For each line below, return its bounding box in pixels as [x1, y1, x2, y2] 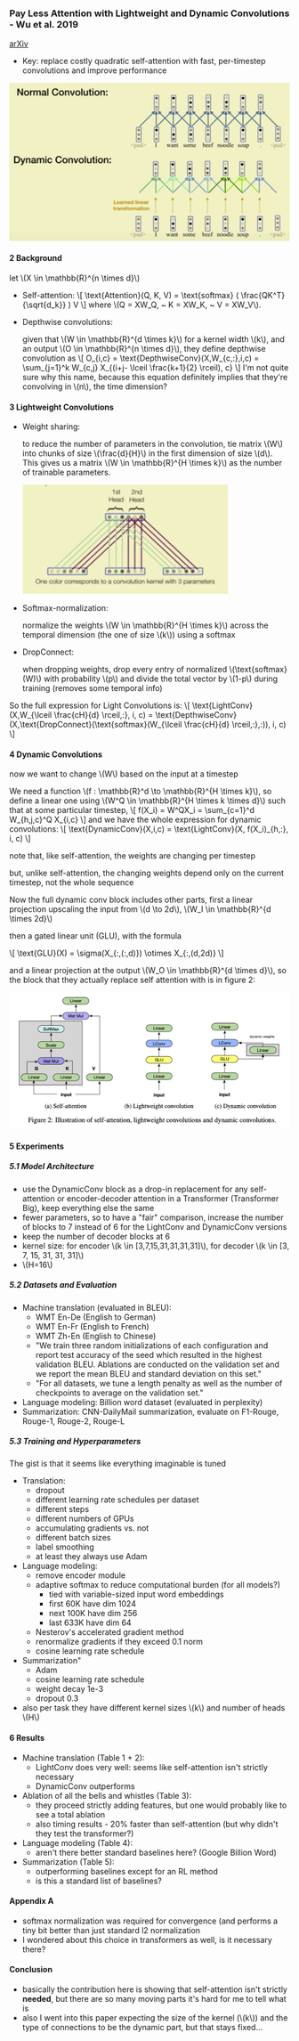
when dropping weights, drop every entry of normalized [21, 664, 228, 675]
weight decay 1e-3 [35, 1684, 104, 1695]
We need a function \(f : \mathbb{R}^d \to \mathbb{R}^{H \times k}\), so [9, 786, 272, 797]
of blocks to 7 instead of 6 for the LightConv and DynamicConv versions [21, 1221, 287, 1232]
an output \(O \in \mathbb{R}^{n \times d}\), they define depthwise [21, 343, 266, 354]
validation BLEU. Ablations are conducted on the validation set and [35, 1359, 280, 1370]
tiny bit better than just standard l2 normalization [21, 1924, 201, 1935]
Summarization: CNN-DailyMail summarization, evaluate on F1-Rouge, [21, 1406, 279, 1417]
